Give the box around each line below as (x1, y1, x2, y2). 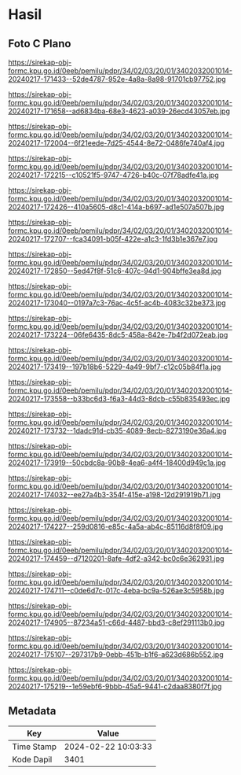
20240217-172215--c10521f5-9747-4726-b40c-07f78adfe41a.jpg (8, 171, 220, 179)
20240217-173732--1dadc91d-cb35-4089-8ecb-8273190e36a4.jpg (8, 426, 227, 435)
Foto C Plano (8, 37, 71, 50)
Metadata (8, 704, 57, 718)
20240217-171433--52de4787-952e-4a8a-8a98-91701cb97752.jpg (8, 75, 226, 83)
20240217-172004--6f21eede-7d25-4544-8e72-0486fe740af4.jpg (8, 138, 225, 147)
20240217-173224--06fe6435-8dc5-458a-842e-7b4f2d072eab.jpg (8, 330, 228, 339)
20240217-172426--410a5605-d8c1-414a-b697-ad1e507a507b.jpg (8, 202, 225, 212)
